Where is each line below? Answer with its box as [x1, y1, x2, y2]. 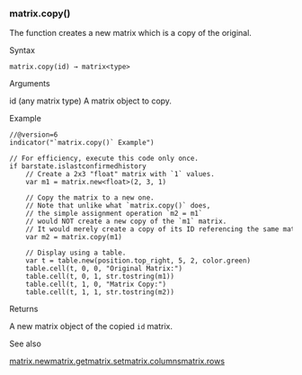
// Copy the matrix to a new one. [25, 193, 155, 202]
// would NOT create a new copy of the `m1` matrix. [25, 217, 227, 227]
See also [9, 338, 42, 349]
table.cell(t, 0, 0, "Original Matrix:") [25, 264, 182, 273]
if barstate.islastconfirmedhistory [9, 162, 147, 171]
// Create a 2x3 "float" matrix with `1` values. [25, 170, 216, 179]
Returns [9, 304, 39, 315]
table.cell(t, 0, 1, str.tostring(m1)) [25, 272, 175, 281]
